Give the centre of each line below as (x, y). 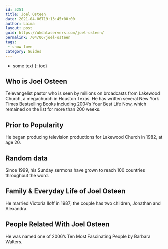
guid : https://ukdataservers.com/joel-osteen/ (55, 33)
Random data (26, 158)
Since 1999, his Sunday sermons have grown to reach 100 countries (75, 170)
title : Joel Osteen (26, 14)
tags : (11, 42)
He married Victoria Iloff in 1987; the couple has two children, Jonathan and (83, 203)
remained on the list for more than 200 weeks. (53, 109)
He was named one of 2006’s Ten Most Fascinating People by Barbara (78, 236)
